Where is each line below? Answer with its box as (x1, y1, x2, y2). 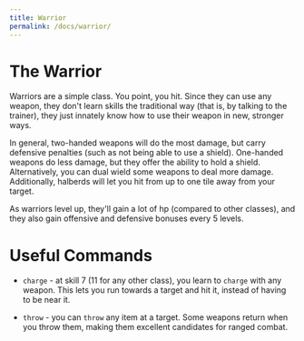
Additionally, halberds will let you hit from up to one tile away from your (9, 176, 275, 187)
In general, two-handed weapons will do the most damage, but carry (9, 137, 266, 148)
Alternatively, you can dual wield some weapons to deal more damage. (9, 166, 274, 177)
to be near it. (22, 295, 71, 306)
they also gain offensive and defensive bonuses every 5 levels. (9, 213, 244, 224)
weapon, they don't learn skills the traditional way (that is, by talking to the (9, 101, 288, 112)
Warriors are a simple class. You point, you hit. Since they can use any (9, 91, 272, 102)
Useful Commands (9, 245, 152, 266)
